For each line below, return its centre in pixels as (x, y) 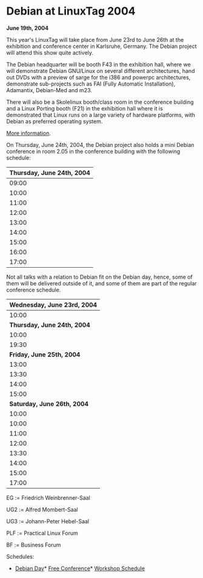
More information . (29, 133)
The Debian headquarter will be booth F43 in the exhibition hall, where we (98, 64)
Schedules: (20, 556)
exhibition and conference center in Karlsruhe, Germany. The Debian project (101, 46)
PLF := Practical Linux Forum (42, 533)
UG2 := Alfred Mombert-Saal (42, 509)
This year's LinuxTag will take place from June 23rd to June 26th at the (95, 39)
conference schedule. (34, 290)
